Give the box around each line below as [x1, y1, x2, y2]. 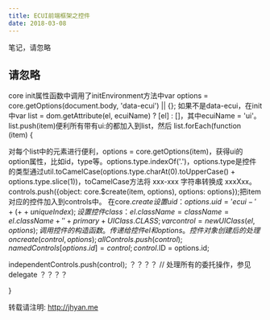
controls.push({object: [8, 187, 83, 197]
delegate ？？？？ [8, 270, 69, 280]
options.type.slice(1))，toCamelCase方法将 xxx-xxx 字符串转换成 [8, 177, 223, 187]
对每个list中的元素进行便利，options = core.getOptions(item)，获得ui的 [8, 146, 243, 157]
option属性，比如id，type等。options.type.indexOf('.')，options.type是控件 [8, 157, 256, 166]
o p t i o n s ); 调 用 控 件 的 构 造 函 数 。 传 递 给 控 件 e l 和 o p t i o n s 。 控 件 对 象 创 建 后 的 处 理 [8, 226, 260, 236]
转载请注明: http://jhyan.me [8, 302, 98, 312]
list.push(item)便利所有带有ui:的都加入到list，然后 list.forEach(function [8, 121, 242, 131]
